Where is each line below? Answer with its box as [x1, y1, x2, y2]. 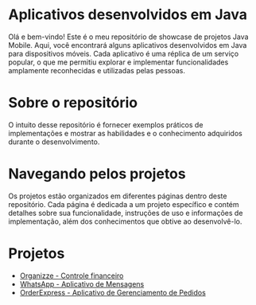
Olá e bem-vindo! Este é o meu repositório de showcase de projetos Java [8, 32, 249, 41]
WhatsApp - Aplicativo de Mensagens [19, 279, 145, 288]
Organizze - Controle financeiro [19, 271, 124, 280]
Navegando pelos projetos [8, 165, 186, 183]
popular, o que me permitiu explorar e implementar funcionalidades [8, 57, 229, 67]
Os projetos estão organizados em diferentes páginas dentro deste [8, 191, 227, 201]
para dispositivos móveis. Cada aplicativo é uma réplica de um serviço [8, 49, 239, 58]
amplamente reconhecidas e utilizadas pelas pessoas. [8, 65, 185, 75]
